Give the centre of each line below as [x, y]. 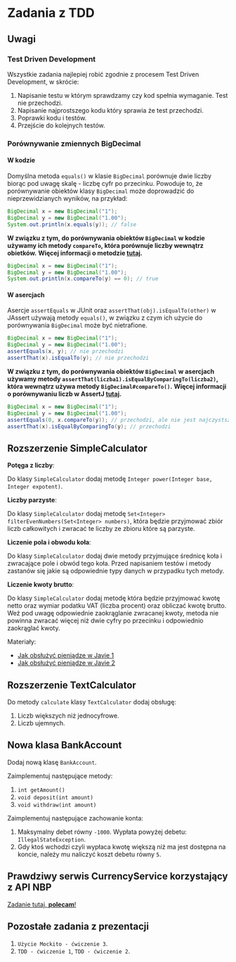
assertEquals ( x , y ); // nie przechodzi [66, 351]
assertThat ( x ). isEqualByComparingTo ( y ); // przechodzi [89, 426]
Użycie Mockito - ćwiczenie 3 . [63, 943]
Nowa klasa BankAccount [65, 745]
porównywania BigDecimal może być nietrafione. [77, 325]
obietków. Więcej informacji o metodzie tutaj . [75, 253]
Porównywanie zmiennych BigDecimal [74, 144]
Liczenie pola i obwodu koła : [49, 542]
